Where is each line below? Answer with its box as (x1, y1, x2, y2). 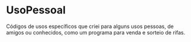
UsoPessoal (6, 3, 66, 17)
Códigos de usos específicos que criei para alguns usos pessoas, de (6, 23, 174, 30)
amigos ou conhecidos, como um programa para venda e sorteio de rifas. (6, 29, 185, 36)
